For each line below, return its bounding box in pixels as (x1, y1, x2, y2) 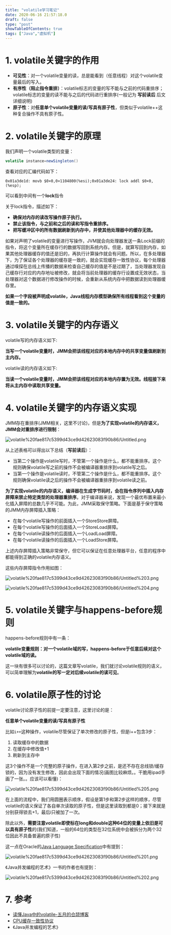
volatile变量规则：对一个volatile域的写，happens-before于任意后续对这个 (5, 646, 162, 652)
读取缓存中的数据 (12, 739, 49, 745)
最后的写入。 (17, 78, 44, 85)
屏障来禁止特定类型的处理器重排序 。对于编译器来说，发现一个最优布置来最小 (5, 494, 166, 500)
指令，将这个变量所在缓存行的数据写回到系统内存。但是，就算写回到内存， (5, 244, 161, 250)
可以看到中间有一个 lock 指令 (5, 192, 64, 199)
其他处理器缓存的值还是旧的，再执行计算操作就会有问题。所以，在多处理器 (9, 250, 166, 256)
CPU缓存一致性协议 (12, 918, 54, 924)
